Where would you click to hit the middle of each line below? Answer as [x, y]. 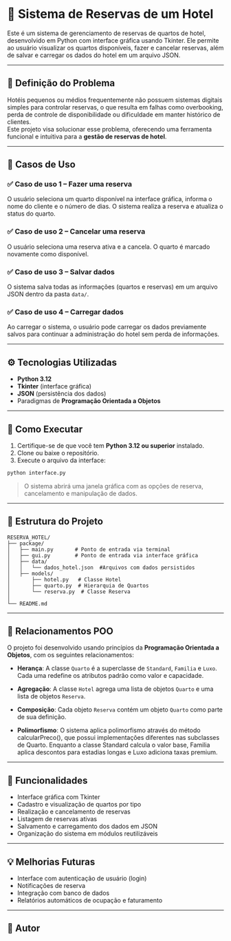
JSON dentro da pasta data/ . [48, 294]
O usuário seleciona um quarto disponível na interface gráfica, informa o [110, 199]
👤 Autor [24, 928]
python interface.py [37, 473]
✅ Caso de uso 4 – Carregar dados [65, 311]
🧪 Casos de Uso [41, 165]
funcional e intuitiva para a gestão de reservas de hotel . [87, 136]
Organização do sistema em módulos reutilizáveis [87, 834]
